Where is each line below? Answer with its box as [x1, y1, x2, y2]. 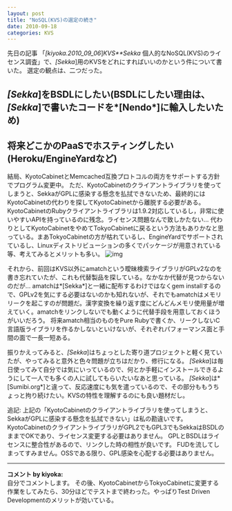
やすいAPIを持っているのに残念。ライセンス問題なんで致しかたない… [12, 215, 209, 224]
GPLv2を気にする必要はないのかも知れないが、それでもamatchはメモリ [19, 290, 222, 299]
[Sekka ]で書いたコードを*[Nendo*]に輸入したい [7, 101, 215, 113]
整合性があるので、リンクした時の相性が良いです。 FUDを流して [30, 441, 214, 449]
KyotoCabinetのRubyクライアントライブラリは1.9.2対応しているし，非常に [7, 207, 218, 215]
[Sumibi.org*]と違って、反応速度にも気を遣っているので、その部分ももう [7, 383, 214, 391]
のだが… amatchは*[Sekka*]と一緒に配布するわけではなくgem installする [7, 282, 215, 290]
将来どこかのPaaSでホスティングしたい [7, 140, 174, 152]
